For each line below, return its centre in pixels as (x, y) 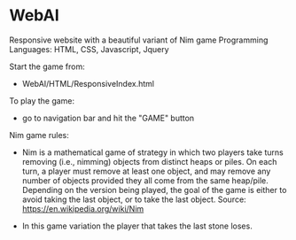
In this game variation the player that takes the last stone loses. (137, 226)
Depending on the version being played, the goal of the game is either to (154, 190)
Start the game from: (47, 66)
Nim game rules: (39, 135)
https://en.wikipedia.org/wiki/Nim (83, 208)
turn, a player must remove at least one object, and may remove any (146, 171)
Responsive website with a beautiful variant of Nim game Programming (139, 40)
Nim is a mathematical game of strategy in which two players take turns (152, 152)
